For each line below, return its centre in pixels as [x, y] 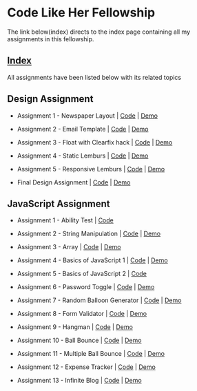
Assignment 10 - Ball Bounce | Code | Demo [79, 340]
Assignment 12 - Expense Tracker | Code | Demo [86, 367]
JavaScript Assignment [59, 203]
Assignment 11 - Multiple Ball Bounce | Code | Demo [91, 354]
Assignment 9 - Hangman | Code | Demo [75, 327]
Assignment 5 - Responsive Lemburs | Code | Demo [91, 169]
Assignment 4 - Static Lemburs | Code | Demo [83, 156]
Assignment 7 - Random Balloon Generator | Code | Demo [99, 300]
